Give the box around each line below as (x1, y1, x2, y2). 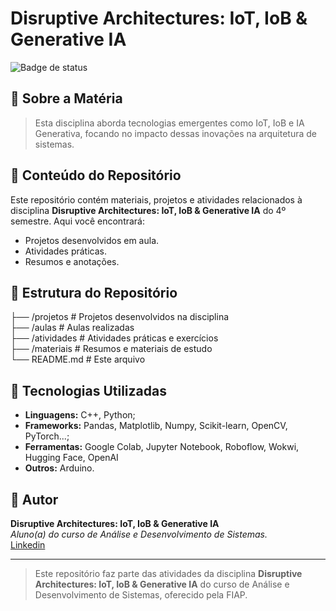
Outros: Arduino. (24, 462, 95, 474)
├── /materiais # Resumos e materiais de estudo (10, 343, 213, 355)
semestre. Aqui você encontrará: (10, 215, 146, 227)
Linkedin (10, 539, 46, 551)
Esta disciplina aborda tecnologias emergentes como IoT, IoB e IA (34, 117, 305, 129)
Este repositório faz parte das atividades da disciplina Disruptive (34, 568, 303, 579)
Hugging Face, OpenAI (24, 452, 119, 464)
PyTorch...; (24, 430, 70, 442)
